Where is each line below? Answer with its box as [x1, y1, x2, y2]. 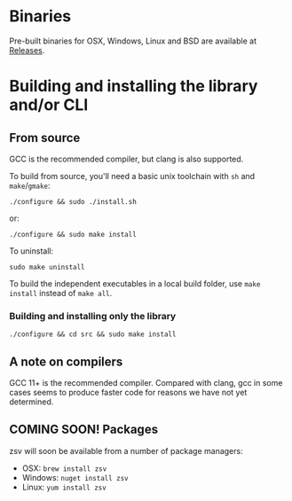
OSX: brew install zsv [21, 463, 107, 474]
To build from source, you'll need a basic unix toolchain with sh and [9, 170, 256, 181]
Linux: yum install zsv [21, 481, 107, 492]
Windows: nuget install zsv [21, 472, 129, 482]
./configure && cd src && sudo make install [9, 330, 177, 339]
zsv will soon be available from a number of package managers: [9, 445, 243, 456]
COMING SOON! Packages [9, 422, 158, 437]
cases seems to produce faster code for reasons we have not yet [9, 387, 248, 398]
